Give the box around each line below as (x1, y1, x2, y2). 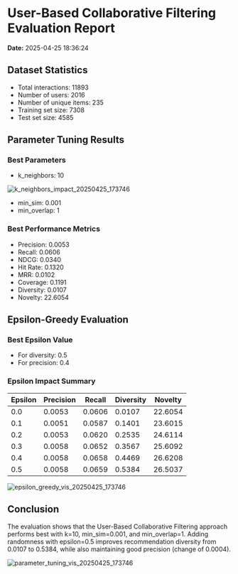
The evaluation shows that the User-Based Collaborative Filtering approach (7, 522, 228, 531)
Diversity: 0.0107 (17, 286, 67, 294)
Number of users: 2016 (17, 90, 85, 99)
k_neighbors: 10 (17, 171, 65, 180)
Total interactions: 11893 (17, 83, 89, 92)
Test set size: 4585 (17, 113, 74, 121)
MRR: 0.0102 (17, 270, 55, 278)
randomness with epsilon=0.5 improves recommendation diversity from (7, 537, 217, 546)
